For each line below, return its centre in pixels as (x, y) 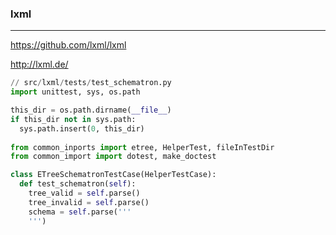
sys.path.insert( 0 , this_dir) (82, 128)
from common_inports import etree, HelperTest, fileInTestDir (142, 147)
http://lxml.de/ (39, 64)
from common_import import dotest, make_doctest (113, 157)
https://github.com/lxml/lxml (68, 45)
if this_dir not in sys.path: (73, 119)
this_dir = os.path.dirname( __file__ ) (91, 110)
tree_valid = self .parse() (84, 193)
